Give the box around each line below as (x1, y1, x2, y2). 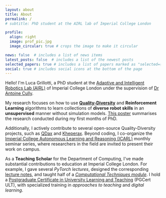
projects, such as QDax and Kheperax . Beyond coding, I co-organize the (5, 130, 153, 136)
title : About (5, 12, 32, 17)
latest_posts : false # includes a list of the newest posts (5, 57, 134, 62)
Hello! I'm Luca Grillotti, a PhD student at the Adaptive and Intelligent (5, 80, 145, 86)
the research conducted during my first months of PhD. (5, 116, 118, 121)
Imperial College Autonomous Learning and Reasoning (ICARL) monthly (5, 136, 151, 142)
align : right (9, 35, 37, 40)
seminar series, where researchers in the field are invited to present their (5, 141, 153, 147)
